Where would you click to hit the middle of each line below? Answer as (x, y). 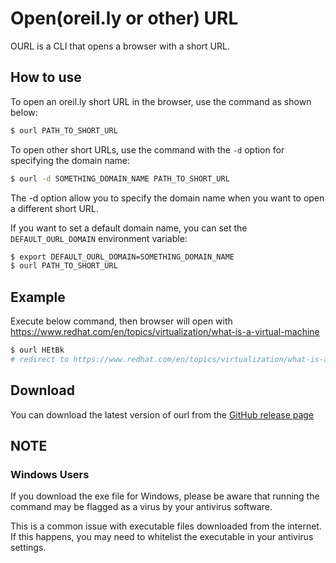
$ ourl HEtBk (37, 350)
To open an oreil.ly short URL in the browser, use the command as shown (161, 101)
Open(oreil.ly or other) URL (124, 18)
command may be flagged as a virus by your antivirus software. (141, 507)
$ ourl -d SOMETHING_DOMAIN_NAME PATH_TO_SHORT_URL (120, 178)
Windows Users (50, 474)
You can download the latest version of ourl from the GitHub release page (162, 414)
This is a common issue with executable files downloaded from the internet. (166, 526)
